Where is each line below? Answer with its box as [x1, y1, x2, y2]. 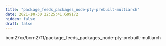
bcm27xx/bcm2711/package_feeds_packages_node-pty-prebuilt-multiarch [5, 35, 161, 41]
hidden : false [5, 16, 36, 21]
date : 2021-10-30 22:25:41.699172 [5, 12, 79, 17]
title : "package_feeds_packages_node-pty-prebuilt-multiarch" [5, 7, 140, 12]
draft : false [5, 21, 33, 26]
